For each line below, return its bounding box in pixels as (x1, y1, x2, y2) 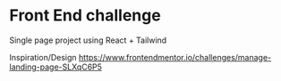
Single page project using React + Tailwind (9, 35, 167, 45)
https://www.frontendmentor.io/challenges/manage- (79, 52, 272, 62)
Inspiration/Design (9, 52, 78, 62)
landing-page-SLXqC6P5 (9, 61, 103, 72)
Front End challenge (9, 5, 161, 26)
